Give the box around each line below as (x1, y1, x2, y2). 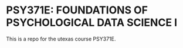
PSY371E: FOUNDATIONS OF (6, 4, 148, 17)
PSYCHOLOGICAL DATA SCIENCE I (6, 16, 178, 29)
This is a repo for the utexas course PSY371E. (6, 35, 116, 42)
